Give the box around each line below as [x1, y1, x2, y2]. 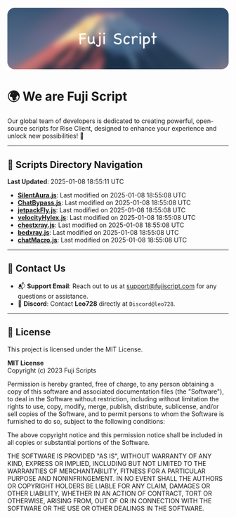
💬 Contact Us [7, 263, 66, 275]
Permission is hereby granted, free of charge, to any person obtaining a [7, 380, 214, 388]
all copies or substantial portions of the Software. [7, 438, 150, 446]
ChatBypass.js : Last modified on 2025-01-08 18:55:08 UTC [17, 198, 191, 207]
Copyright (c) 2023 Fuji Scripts [7, 366, 97, 375]
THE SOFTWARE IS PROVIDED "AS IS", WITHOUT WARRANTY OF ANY [7, 451, 212, 460]
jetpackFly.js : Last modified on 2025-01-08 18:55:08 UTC [17, 206, 186, 214]
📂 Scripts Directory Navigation [7, 159, 143, 171]
